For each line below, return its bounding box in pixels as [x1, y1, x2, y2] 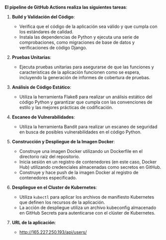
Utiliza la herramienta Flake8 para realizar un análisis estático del [19, 94, 153, 100]
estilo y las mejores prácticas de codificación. [19, 105, 113, 110]
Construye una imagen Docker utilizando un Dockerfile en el [19, 148, 143, 154]
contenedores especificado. [19, 175, 78, 181]
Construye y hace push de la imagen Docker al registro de [19, 169, 139, 175]
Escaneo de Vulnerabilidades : [11, 114, 75, 120]
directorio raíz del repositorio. [19, 154, 80, 159]
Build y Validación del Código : [11, 14, 75, 19]
